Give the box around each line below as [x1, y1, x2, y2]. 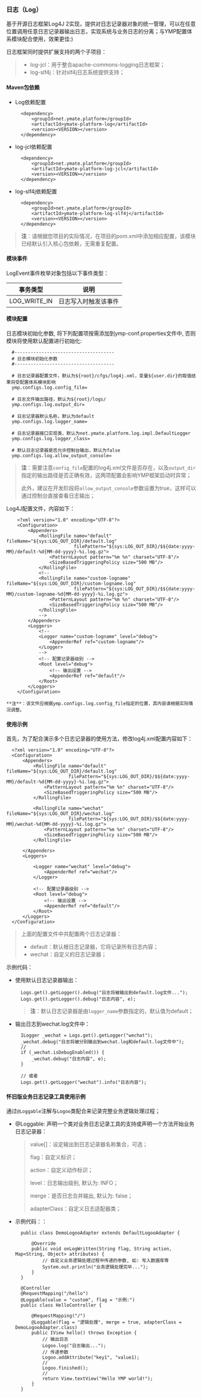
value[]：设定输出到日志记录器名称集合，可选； [30, 1141, 148, 1148]
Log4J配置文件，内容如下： [6, 504, 75, 512]
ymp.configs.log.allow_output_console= [11, 452, 112, 458]
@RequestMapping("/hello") [21, 1291, 89, 1297]
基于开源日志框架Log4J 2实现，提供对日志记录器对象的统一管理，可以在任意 [6, 20, 196, 28]
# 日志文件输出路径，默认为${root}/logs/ [11, 396, 107, 402]
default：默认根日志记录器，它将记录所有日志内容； [30, 943, 159, 951]
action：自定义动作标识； [30, 1167, 93, 1174]
